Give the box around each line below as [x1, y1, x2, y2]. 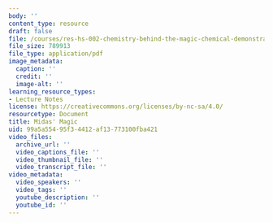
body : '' [8, 11, 38, 20]
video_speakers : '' [15, 178, 82, 187]
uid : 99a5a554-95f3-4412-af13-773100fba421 [8, 125, 158, 133]
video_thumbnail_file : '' [15, 155, 104, 163]
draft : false [8, 27, 53, 35]
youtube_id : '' [15, 201, 67, 209]
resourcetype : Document [8, 111, 89, 119]
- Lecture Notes [8, 95, 63, 103]
